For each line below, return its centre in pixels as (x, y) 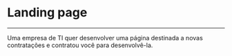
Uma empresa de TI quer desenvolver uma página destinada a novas (105, 38)
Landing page (47, 13)
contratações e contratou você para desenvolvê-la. (80, 45)
